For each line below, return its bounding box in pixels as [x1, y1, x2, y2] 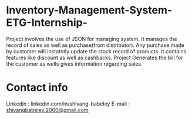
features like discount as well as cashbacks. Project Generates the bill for [6, 54, 183, 61]
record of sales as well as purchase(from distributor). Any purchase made [6, 42, 185, 49]
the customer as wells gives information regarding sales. [6, 60, 143, 67]
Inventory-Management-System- [6, 4, 173, 17]
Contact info [6, 81, 69, 94]
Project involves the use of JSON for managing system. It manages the [6, 35, 177, 42]
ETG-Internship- [6, 16, 88, 29]
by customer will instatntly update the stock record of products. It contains [6, 47, 187, 55]
